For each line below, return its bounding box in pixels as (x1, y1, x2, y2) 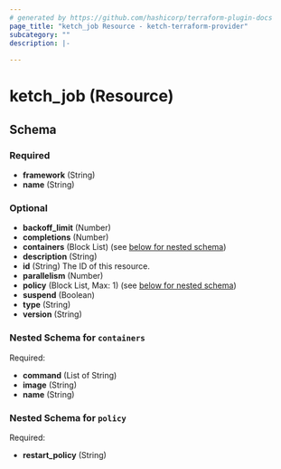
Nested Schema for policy (9, 411, 126, 424)
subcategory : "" (9, 30, 70, 39)
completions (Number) (22, 232, 109, 243)
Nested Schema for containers (9, 331, 146, 344)
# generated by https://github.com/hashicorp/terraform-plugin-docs (9, 13, 273, 23)
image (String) (22, 379, 78, 390)
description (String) (22, 251, 98, 263)
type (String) (22, 300, 71, 311)
